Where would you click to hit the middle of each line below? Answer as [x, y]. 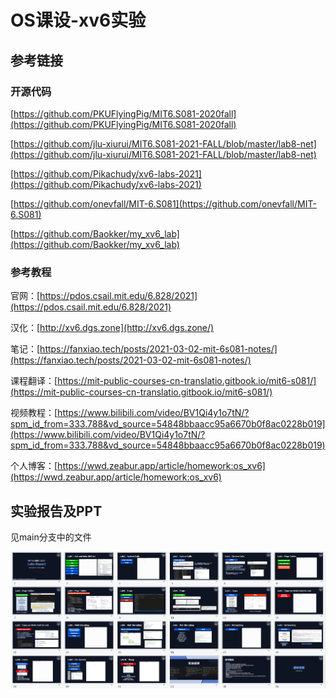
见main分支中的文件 [51, 537]
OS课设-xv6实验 [78, 20]
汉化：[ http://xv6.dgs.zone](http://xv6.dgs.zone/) [112, 328]
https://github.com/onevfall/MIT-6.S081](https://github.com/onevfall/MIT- [165, 203]
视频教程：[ [34, 413]
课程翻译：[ [34, 381]
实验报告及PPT [56, 511]
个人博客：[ [34, 466]
